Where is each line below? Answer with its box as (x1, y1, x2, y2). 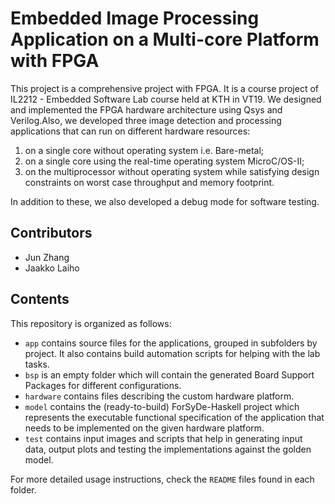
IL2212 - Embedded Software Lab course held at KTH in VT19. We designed (10, 93, 322, 105)
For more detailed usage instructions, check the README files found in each (10, 473, 315, 485)
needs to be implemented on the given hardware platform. (24, 422, 265, 434)
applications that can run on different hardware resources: (10, 125, 251, 137)
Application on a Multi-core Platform (10, 28, 320, 51)
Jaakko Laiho (24, 262, 80, 274)
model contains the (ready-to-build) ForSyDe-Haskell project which (24, 400, 300, 412)
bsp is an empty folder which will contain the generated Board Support (24, 368, 315, 381)
